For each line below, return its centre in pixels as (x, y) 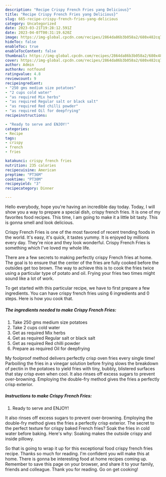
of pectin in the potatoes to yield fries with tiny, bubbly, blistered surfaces (80, 368)
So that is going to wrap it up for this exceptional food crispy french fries (79, 448)
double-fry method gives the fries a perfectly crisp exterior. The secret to (80, 423)
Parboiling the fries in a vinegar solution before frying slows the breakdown (82, 363)
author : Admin (20, 65)
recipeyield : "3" (23, 184)
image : (12, 38)
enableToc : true (22, 46)
